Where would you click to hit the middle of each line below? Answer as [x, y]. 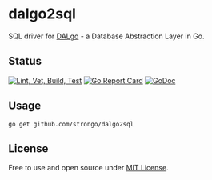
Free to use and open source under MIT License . [89, 168]
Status [25, 61]
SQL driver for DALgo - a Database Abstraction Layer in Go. [106, 36]
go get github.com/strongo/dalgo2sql [71, 124]
